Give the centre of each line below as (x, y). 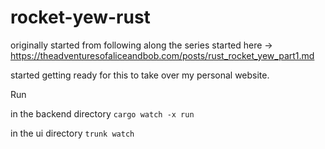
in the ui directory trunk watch (72, 133)
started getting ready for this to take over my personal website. (140, 75)
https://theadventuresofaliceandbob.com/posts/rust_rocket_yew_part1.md (162, 55)
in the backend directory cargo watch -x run (102, 113)
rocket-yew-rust (80, 17)
